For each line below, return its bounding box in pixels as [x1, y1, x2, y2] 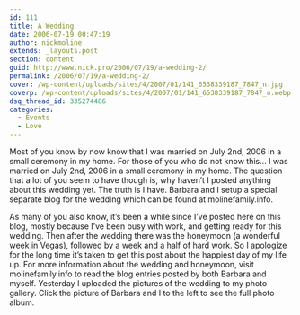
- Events [17, 113, 50, 122]
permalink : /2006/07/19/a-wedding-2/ [9, 72, 151, 81]
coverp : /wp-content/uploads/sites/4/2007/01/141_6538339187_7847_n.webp [9, 88, 292, 97]
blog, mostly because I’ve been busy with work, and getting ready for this [9, 221, 282, 232]
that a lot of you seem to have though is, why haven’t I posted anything [9, 175, 272, 185]
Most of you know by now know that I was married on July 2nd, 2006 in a [9, 146, 281, 157]
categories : [9, 105, 54, 114]
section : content [9, 55, 75, 64]
